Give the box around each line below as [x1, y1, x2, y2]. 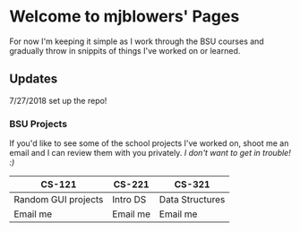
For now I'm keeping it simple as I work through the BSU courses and [9, 36, 264, 47]
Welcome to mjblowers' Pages [9, 6, 240, 27]
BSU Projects [9, 117, 68, 130]
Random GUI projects [13, 193, 104, 206]
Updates [9, 72, 58, 87]
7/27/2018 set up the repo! [9, 95, 107, 106]
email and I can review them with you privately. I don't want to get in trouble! [9, 148, 291, 159]
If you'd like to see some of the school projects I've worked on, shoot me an [9, 138, 289, 149]
